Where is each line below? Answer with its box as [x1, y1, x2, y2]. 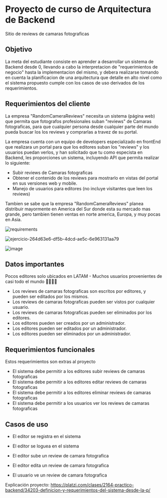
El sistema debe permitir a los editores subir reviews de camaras [12, 368, 146, 374]
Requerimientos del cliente [5, 100, 91, 108]
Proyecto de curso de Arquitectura [5, 4, 151, 15]
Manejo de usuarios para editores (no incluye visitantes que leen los [12, 185, 153, 191]
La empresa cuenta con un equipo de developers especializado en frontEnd [5, 139, 161, 145]
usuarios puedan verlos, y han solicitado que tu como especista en [5, 149, 143, 155]
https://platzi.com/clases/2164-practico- [50, 482, 134, 487]
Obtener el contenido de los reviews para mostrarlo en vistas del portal [12, 175, 159, 181]
